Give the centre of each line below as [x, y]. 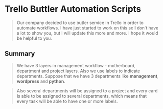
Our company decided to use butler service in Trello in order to [80, 23]
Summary [20, 54]
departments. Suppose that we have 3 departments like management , [87, 76]
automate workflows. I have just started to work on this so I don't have [87, 27]
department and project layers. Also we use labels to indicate [78, 71]
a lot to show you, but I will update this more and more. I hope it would [87, 33]
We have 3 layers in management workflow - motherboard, [76, 65]
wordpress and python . [41, 81]
